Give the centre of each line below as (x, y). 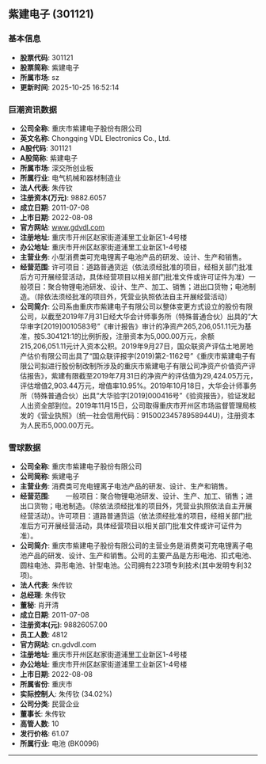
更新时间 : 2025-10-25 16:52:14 (69, 87)
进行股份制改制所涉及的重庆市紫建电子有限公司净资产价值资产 (148, 366)
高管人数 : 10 (39, 724)
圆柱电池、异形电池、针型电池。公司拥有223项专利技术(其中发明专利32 (135, 565)
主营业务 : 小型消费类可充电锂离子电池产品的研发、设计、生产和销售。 (133, 257)
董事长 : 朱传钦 (42, 714)
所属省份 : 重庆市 (46, 684)
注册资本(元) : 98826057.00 (64, 625)
